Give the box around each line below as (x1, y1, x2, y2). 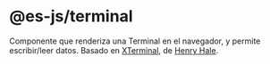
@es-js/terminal (9, 6, 133, 27)
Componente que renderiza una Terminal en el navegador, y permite (9, 36, 261, 46)
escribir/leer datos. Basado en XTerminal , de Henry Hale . (9, 44, 219, 55)
